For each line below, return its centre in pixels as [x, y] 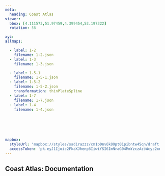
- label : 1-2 [23, 50]
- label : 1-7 [23, 96]
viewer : [13, 19]
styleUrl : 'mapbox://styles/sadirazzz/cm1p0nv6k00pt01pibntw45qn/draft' [85, 145]
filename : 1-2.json [34, 55]
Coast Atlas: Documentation [49, 169]
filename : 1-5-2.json [36, 87]
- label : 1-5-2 [25, 82]
